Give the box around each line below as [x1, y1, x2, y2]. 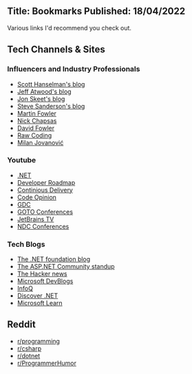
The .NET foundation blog [17, 255, 91, 263]
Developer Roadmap [17, 178, 76, 186]
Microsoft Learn [17, 299, 63, 307]
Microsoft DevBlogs [17, 277, 74, 285]
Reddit [7, 319, 36, 331]
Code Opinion [17, 192, 57, 201]
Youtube [7, 155, 36, 165]
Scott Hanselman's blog [17, 80, 85, 88]
